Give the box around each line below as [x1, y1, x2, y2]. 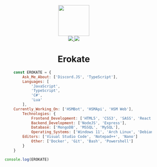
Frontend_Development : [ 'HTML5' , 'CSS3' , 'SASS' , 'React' [31, 116, 154, 121]
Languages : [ [22, 79, 49, 84]
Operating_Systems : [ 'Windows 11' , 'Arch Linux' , [31, 129, 136, 135]
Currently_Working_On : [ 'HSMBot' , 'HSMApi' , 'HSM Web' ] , [13, 106, 133, 112]
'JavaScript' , [31, 83, 60, 88]
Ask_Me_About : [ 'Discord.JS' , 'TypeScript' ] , [22, 74, 118, 80]
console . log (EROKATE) [4, 157, 49, 162]
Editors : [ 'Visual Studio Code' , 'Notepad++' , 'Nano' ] [22, 134, 138, 139]
